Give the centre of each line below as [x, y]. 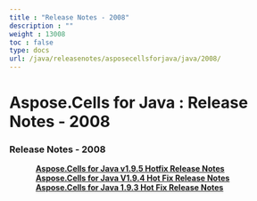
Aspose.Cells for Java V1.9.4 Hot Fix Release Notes [133, 178]
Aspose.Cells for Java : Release [128, 103]
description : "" [41, 26]
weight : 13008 [37, 34]
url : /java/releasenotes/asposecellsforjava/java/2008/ [115, 59]
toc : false [31, 42]
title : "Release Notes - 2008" [69, 17]
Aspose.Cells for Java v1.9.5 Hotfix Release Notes [130, 169]
